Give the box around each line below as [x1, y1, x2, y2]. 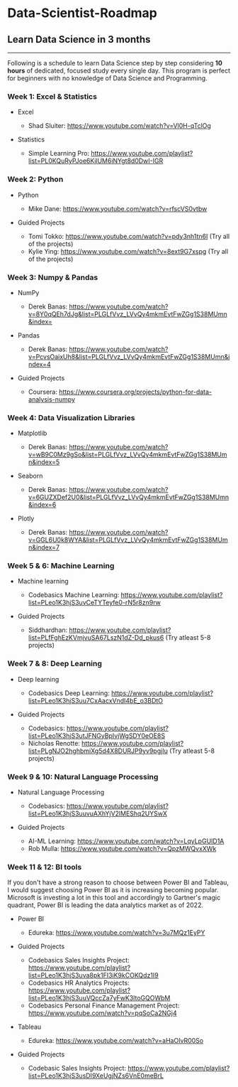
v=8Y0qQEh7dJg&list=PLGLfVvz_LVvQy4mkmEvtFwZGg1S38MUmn [28, 309, 228, 318]
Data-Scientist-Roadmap [7, 5, 157, 21]
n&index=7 [28, 543, 60, 552]
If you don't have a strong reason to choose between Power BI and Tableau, [7, 878, 229, 887]
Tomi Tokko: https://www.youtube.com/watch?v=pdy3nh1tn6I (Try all [28, 232, 230, 240]
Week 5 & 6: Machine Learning [7, 561, 115, 571]
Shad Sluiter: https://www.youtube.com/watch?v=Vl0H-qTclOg [28, 122, 211, 130]
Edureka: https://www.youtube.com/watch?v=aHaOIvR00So [28, 1037, 204, 1045]
